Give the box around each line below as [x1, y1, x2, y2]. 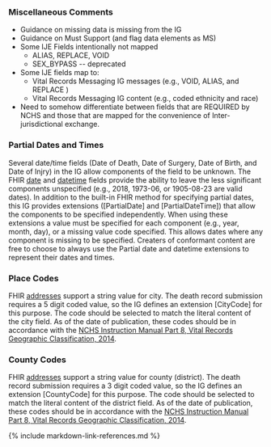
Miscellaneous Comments [8, 6, 113, 18]
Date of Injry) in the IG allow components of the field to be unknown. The [8, 167, 252, 176]
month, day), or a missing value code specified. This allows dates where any [8, 226, 264, 236]
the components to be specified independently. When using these [8, 209, 228, 219]
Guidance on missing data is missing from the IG [19, 25, 182, 35]
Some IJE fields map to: [19, 68, 100, 78]
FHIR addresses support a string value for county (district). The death [8, 373, 241, 382]
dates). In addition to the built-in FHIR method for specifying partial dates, [8, 192, 254, 202]
